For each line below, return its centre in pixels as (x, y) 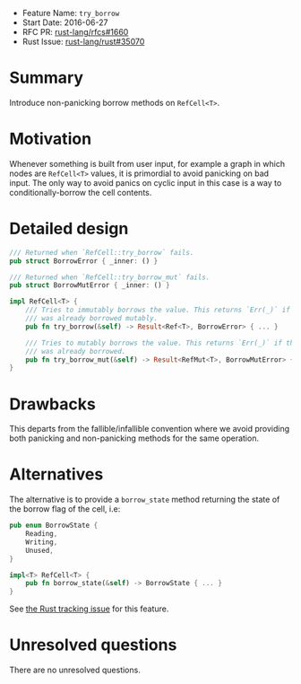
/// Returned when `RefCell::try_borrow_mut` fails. (110, 277)
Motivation (51, 139)
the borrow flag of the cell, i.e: (65, 509)
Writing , (42, 542)
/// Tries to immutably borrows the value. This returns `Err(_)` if (158, 310)
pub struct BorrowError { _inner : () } (84, 261)
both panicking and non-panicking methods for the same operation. (134, 438)
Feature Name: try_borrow (71, 13)
